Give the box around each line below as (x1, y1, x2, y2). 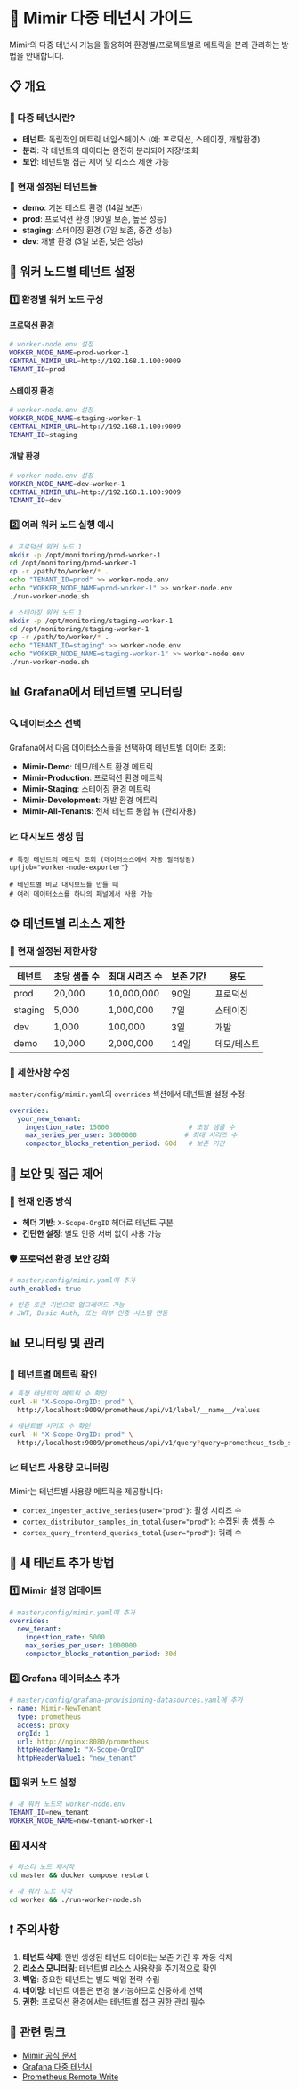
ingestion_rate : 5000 (25, 1633, 105, 1642)
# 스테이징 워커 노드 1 (9, 607, 83, 617)
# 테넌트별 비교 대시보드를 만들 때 (9, 880, 119, 889)
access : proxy (17, 1720, 69, 1729)
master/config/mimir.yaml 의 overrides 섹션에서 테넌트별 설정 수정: (9, 1088, 247, 1099)
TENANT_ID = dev (9, 496, 62, 505)
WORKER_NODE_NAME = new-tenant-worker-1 (9, 1817, 153, 1826)
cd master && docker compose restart (9, 1871, 149, 1880)
